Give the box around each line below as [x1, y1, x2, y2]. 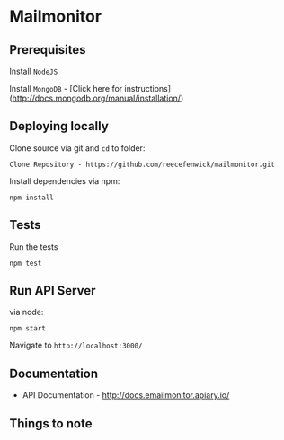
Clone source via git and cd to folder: [9, 142, 146, 154]
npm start [9, 324, 47, 333]
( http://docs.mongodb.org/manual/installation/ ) [9, 92, 184, 103]
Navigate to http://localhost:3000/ [9, 339, 143, 351]
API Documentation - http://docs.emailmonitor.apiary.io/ [22, 390, 230, 400]
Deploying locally [9, 119, 110, 134]
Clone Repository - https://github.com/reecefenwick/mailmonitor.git [9, 160, 276, 169]
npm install [9, 193, 54, 202]
